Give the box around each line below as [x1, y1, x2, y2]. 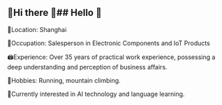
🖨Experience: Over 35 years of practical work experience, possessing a [7, 53, 216, 61]
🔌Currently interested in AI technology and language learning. [7, 90, 185, 98]
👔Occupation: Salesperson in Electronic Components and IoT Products [7, 39, 211, 47]
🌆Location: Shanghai [7, 25, 67, 33]
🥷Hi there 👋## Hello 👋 [7, 7, 103, 19]
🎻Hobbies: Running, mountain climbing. [7, 76, 121, 84]
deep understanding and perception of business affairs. [7, 63, 168, 71]
